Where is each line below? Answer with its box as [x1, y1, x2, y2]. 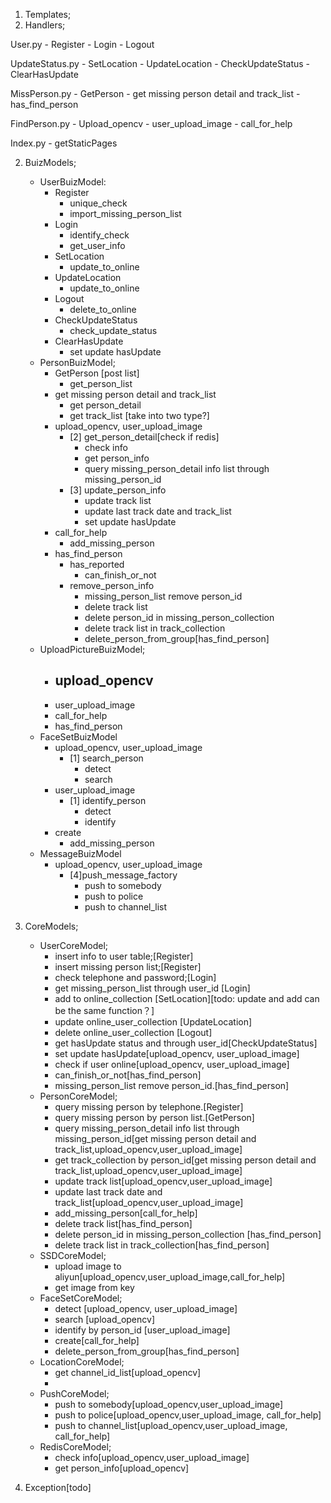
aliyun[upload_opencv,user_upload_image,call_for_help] [54, 1270, 286, 1283]
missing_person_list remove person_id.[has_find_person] [54, 1079, 290, 1091]
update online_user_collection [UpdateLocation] [54, 1015, 253, 1028]
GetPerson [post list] [54, 367, 140, 379]
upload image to [54, 1260, 122, 1272]
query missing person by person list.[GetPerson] [54, 1111, 255, 1123]
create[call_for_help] [54, 1334, 140, 1346]
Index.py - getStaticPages [10, 137, 118, 149]
